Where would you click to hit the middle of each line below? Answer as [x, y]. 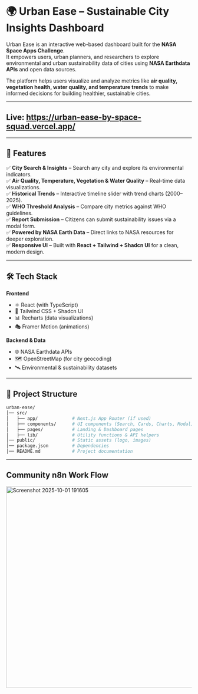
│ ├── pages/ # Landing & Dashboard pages [75, 429]
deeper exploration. [30, 239]
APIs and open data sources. [41, 69]
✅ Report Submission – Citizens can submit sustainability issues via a [91, 219]
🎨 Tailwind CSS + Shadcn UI [49, 311]
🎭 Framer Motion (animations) [52, 327]
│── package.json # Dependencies [58, 446]
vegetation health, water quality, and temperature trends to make [88, 87]
